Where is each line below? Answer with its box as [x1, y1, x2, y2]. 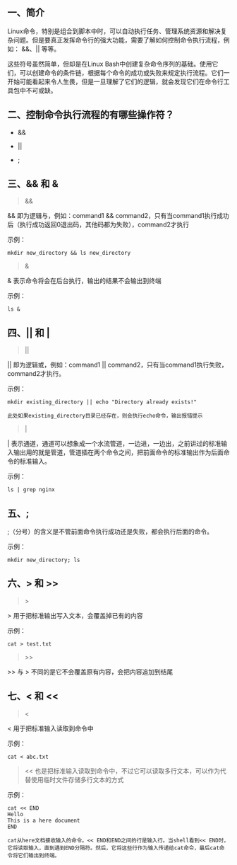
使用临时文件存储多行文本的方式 [30, 775, 124, 784]
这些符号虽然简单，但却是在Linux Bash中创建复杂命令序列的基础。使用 [7, 59, 213, 68]
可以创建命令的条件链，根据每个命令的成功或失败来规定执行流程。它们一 [19, 68, 230, 76]
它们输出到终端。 [17, 852, 60, 859]
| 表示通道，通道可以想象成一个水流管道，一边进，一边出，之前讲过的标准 [7, 440, 221, 448]
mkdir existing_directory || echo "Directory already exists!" [7, 399, 197, 406]
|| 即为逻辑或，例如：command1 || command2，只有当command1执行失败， [7, 360, 228, 370]
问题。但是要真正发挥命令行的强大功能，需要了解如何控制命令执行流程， [13, 35, 224, 44]
